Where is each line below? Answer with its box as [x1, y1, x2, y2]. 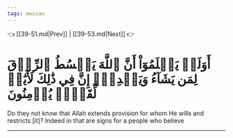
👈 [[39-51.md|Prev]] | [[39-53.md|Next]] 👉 [7, 29, 135, 38]
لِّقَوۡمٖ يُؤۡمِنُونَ [7, 86, 97, 101]
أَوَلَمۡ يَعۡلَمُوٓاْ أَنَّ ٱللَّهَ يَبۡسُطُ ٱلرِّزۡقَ [7, 56, 211, 72]
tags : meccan [7, 10, 45, 17]
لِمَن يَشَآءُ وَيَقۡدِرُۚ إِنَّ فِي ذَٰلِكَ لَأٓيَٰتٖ [7, 71, 198, 87]
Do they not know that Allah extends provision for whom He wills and [7, 109, 205, 117]
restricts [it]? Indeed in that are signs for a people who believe [7, 116, 184, 125]
